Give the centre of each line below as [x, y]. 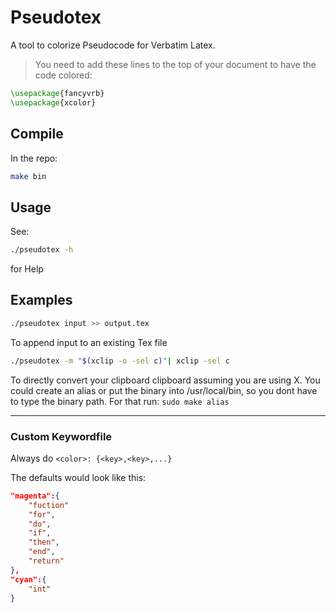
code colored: [63, 75]
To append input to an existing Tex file [89, 342]
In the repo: [34, 158]
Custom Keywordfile [61, 436]
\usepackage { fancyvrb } [57, 93]
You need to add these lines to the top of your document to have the [175, 64]
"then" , [44, 542]
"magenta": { [35, 496]
